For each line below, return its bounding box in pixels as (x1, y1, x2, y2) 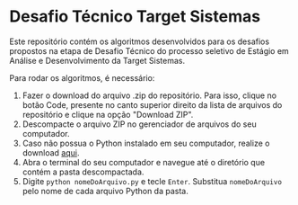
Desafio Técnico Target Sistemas (9, 6, 261, 27)
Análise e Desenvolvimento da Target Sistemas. (9, 55, 186, 66)
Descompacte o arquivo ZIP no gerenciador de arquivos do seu (22, 119, 258, 129)
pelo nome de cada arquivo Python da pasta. (22, 185, 188, 196)
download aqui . (22, 147, 80, 158)
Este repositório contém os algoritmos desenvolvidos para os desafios (9, 36, 270, 47)
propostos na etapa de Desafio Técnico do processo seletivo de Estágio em (9, 45, 289, 56)
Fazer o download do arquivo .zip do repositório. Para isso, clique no (22, 90, 276, 101)
